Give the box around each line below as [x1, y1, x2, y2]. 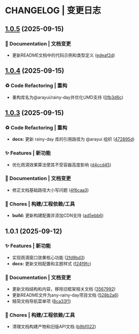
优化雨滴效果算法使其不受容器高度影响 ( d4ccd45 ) [12, 162, 112, 167]
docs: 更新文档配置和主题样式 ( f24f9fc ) [12, 260, 91, 267]
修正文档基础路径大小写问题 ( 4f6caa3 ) [12, 187, 89, 193]
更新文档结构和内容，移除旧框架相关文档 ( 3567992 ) [12, 286, 116, 292]
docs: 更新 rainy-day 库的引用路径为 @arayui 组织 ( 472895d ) [12, 136, 135, 142]
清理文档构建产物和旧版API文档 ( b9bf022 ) [12, 324, 96, 330]
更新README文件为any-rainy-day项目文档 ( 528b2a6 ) [12, 292, 119, 298]
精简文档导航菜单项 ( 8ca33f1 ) [12, 298, 71, 304]
